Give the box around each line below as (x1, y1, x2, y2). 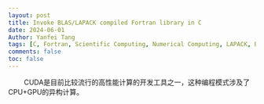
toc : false (8, 56, 44, 63)
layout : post (8, 11, 51, 20)
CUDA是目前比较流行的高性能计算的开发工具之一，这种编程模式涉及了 (23, 77, 250, 87)
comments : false (8, 48, 61, 56)
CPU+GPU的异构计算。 (8, 87, 84, 96)
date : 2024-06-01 (8, 26, 65, 34)
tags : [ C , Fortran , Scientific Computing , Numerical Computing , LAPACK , (8, 41, 251, 48)
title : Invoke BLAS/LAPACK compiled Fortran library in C (8, 19, 202, 27)
